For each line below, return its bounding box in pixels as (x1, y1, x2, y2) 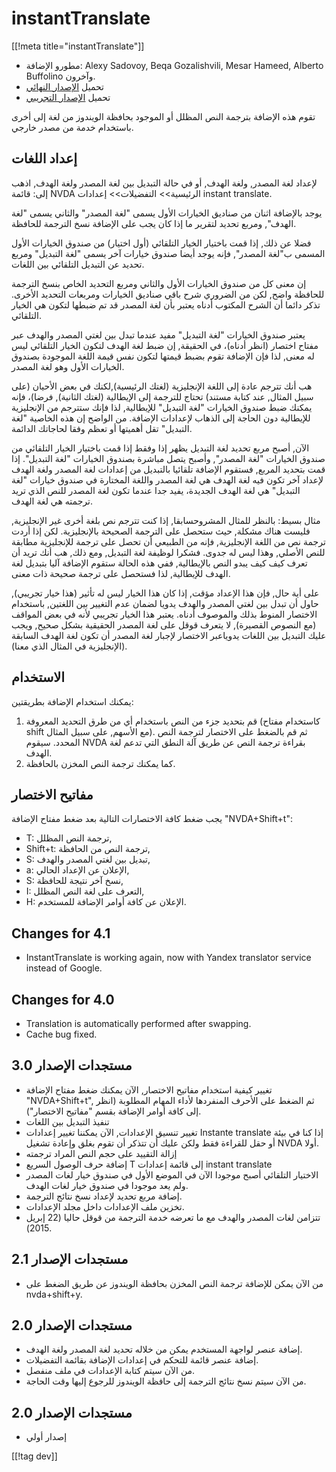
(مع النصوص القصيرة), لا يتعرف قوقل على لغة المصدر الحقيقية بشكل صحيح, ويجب (11, 618, 317, 631)
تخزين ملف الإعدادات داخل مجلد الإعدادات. (25, 1200, 185, 1212)
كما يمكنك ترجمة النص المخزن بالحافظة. (25, 757, 176, 769)
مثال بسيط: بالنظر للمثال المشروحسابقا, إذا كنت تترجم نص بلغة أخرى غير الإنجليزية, (11, 514, 321, 526)
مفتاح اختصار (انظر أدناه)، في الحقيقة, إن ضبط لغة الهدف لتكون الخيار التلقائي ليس (11, 339, 319, 351)
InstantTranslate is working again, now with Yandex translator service (25, 952, 312, 964)
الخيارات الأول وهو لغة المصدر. (11, 360, 125, 372)
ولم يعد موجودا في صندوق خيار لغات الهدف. (25, 1179, 189, 1191)
